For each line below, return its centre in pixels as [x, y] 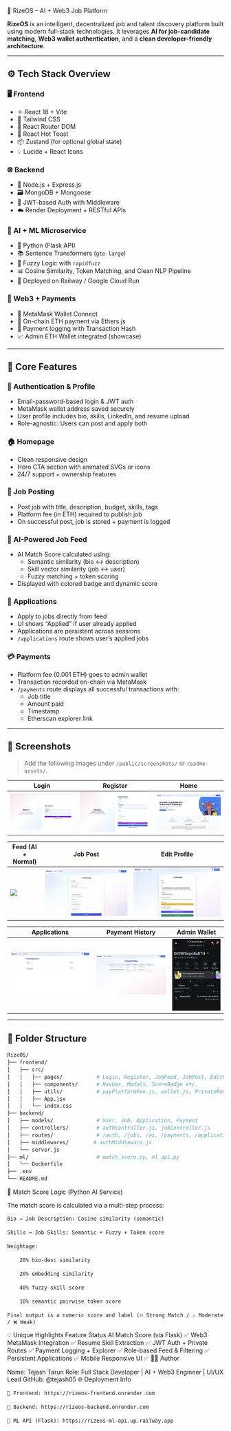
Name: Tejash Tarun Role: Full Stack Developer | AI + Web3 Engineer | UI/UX [115, 1372]
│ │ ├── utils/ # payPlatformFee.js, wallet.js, [100, 1092]
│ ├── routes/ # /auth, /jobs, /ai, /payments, [100, 1135]
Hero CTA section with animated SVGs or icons [84, 467]
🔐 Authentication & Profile [51, 386]
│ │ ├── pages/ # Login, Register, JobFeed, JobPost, [107, 1077]
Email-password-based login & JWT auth [75, 402]
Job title [39, 696]
